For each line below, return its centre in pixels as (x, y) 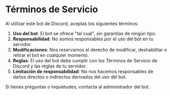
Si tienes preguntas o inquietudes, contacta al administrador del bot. (78, 87)
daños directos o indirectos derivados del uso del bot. (70, 77)
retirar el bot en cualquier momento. (51, 55)
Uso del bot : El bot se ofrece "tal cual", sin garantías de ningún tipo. (84, 33)
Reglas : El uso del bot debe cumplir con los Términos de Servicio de (85, 60)
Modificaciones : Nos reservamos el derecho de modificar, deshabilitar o (90, 50)
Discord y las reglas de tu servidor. (50, 66)
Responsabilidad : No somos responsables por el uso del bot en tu (83, 39)
